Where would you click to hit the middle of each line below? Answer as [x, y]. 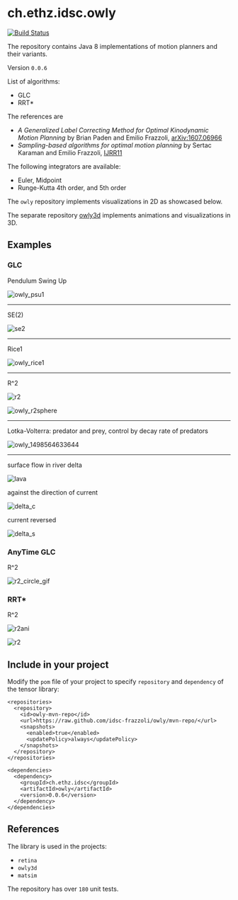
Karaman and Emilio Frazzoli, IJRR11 [70, 152]
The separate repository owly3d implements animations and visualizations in [119, 215]
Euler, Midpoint [40, 180]
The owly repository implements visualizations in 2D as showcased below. [115, 201]
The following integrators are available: [64, 166]
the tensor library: [33, 690]
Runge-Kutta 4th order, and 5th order [72, 187]
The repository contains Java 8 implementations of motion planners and [113, 46]
